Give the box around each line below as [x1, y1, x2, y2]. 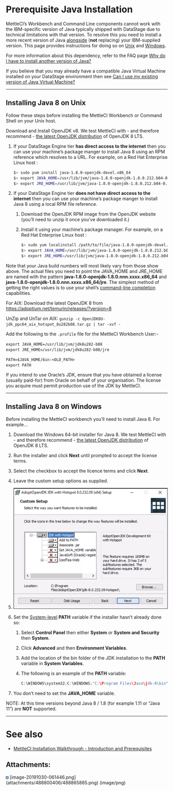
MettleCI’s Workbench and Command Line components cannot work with [6, 21, 161, 27]
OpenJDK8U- [82, 316, 106, 321]
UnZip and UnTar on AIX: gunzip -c [6, 315, 80, 321]
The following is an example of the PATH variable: [21, 670, 127, 677]
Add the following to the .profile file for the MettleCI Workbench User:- [6, 331, 159, 337]
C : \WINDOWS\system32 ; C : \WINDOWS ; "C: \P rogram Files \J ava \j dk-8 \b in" [21, 681, 168, 686]
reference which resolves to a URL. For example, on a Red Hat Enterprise [13, 154, 168, 160]
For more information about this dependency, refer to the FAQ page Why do [6, 52, 166, 59]
